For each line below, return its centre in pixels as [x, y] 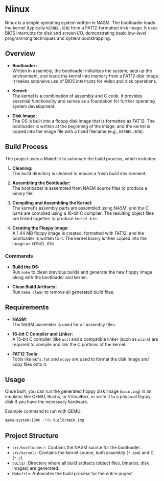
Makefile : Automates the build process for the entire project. [73, 474]
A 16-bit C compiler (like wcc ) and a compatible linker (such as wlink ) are [85, 339]
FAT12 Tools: [25, 354]
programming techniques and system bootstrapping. [58, 38]
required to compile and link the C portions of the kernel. [69, 344]
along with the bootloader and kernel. [50, 277]
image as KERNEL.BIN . [34, 243]
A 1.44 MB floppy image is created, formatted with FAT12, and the [78, 233]
